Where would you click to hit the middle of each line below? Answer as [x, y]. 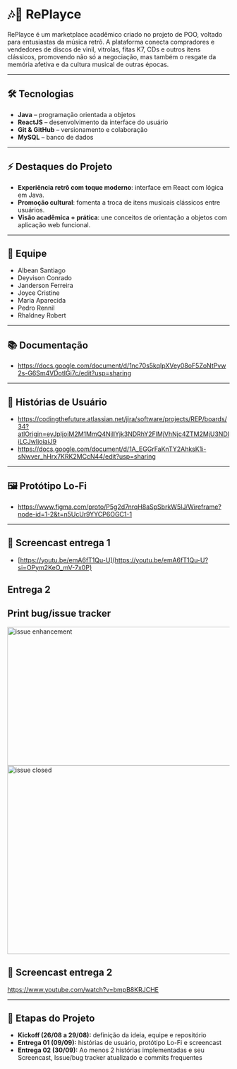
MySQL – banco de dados [55, 137]
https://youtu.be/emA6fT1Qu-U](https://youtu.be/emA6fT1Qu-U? [114, 560]
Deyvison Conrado [44, 278]
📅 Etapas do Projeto [51, 1019]
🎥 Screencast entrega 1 [59, 543]
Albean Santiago [41, 270]
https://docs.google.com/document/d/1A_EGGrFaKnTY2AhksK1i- [112, 449]
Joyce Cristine [38, 293]
